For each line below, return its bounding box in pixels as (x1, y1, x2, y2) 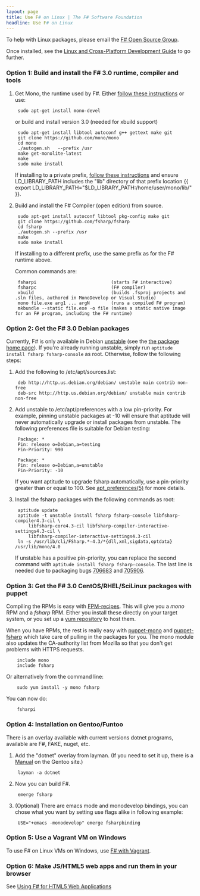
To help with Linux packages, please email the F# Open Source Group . (6, 36, 179, 43)
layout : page (6, 8, 39, 15)
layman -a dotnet (17, 769, 61, 776)
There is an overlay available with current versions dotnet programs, (6, 733, 174, 741)
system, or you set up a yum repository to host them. (6, 616, 136, 623)
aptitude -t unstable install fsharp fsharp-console (17, 513, 151, 519)
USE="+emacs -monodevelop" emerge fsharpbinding (17, 820, 141, 826)
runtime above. (14, 256, 52, 263)
